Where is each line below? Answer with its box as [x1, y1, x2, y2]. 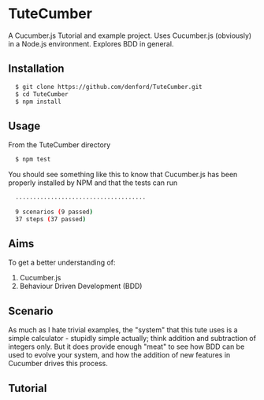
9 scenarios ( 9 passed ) [15, 208, 93, 216]
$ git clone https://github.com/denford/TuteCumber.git [15, 83, 203, 91]
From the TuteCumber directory [8, 140, 111, 150]
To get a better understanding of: [8, 257, 116, 268]
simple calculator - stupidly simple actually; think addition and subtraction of [8, 334, 256, 343]
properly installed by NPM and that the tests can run [8, 178, 178, 187]
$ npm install [15, 98, 61, 106]
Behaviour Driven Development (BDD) [19, 281, 143, 291]
